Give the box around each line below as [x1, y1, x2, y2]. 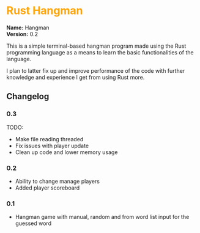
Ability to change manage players [15, 177, 100, 185]
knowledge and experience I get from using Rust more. [6, 73, 145, 81]
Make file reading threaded [15, 135, 84, 142]
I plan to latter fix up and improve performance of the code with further [6, 67, 185, 74]
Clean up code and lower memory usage [15, 148, 118, 156]
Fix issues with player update [15, 142, 89, 149]
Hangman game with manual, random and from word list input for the [15, 213, 190, 221]
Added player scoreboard [15, 184, 80, 191]
